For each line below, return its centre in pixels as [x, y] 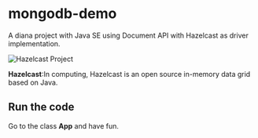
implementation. [34, 43]
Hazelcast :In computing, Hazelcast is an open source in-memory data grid [129, 74]
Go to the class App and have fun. [64, 125]
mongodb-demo [63, 14]
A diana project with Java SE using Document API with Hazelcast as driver [129, 35]
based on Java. [33, 82]
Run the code [41, 107]
